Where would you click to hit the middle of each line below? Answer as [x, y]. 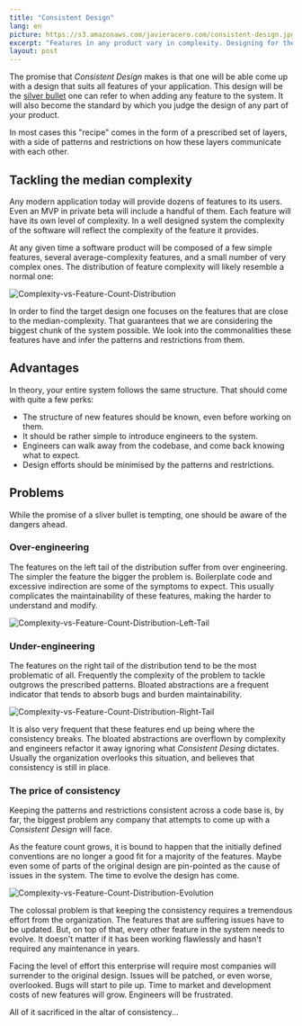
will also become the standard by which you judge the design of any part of [149, 105]
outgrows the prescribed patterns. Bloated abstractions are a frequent [139, 685]
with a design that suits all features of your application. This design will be [146, 86]
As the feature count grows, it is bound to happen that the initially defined [146, 847]
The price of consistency [65, 791]
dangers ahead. [38, 524]
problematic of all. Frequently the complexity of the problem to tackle [137, 675]
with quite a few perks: [52, 399]
